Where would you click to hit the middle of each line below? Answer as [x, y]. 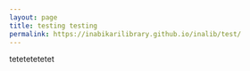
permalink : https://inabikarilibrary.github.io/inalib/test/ [125, 34]
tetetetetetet [32, 59]
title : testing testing [54, 26]
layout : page [33, 17]
